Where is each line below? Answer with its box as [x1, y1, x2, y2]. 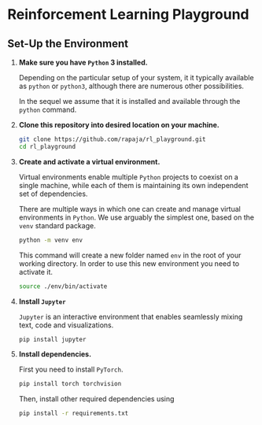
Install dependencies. [18, 349, 92, 359]
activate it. [18, 267, 53, 276]
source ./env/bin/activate [18, 282, 108, 290]
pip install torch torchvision [18, 380, 122, 388]
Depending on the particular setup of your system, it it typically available [18, 73, 254, 82]
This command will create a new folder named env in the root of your [18, 250, 242, 260]
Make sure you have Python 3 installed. [18, 57, 148, 67]
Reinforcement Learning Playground [7, 6, 249, 24]
